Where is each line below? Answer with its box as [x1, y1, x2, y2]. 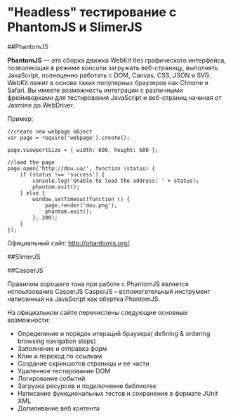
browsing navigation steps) [17, 337, 96, 345]
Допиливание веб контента [17, 404, 100, 412]
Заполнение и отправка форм [17, 344, 107, 352]
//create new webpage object [7, 128, 93, 135]
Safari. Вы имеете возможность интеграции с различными [7, 86, 184, 94]
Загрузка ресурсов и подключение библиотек [17, 381, 157, 390]
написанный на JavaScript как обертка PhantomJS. [7, 295, 160, 303]
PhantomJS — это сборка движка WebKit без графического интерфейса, [7, 56, 227, 64]
